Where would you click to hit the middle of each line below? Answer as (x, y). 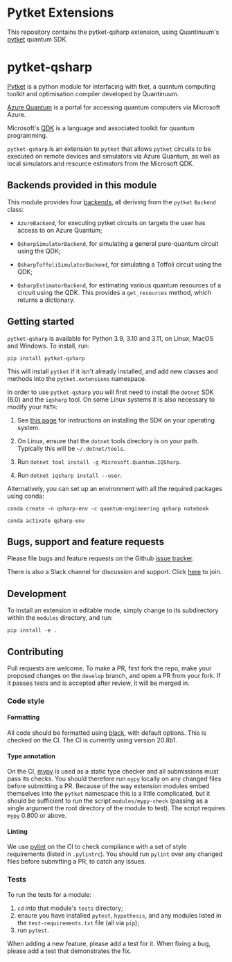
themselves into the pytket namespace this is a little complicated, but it (109, 794)
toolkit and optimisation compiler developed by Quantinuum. (93, 93)
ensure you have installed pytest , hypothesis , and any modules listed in (119, 915)
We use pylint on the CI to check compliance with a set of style (97, 847)
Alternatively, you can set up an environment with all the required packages (115, 488)
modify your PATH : (32, 407)
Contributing (35, 651)
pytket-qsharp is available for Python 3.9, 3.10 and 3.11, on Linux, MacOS (110, 338)
